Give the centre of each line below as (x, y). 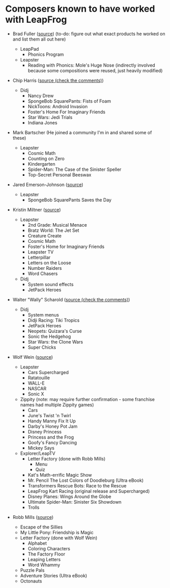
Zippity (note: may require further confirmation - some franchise (87, 399)
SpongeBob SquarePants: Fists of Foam (69, 101)
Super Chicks (42, 347)
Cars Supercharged (48, 372)
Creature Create (45, 236)
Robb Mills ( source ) (33, 517)
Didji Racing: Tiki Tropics (54, 320)
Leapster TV (41, 252)
